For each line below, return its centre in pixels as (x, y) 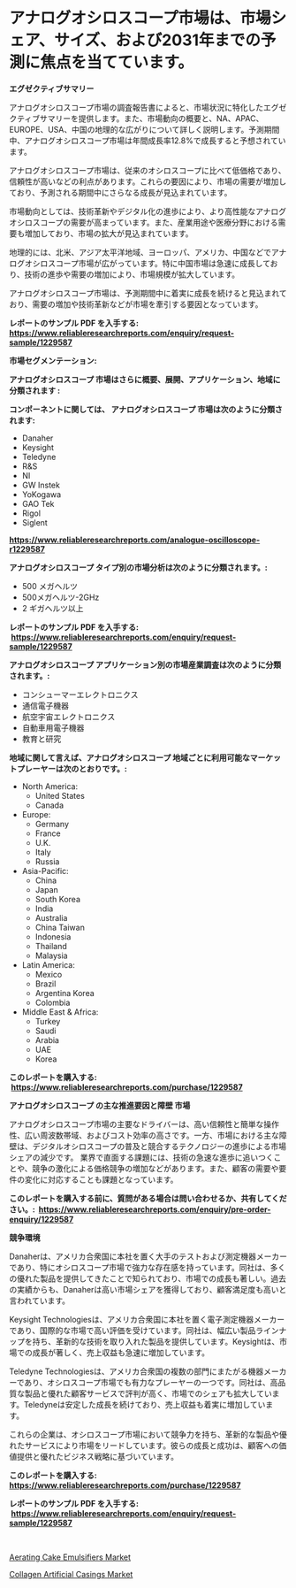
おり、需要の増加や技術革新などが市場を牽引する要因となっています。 (136, 304)
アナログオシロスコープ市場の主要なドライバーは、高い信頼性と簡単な (137, 1124)
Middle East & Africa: (60, 1012)
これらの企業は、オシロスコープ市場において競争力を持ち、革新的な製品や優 (148, 1434)
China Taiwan (60, 927)
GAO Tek (38, 503)
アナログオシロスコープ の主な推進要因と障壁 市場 (100, 1105)
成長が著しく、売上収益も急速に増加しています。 (121, 1352)
